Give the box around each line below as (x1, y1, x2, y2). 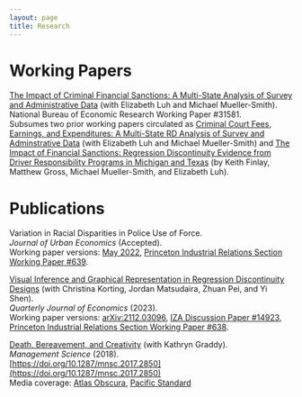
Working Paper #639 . (9, 257, 89, 267)
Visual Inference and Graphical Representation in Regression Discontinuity (9, 274, 285, 284)
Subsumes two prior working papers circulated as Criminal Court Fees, (9, 119, 272, 130)
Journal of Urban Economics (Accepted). (9, 238, 163, 248)
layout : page (9, 13, 58, 23)
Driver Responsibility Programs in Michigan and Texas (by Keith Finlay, (9, 157, 271, 167)
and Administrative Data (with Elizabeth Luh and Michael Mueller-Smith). (9, 100, 278, 111)
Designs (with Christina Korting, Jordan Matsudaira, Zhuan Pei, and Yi (9, 284, 268, 294)
